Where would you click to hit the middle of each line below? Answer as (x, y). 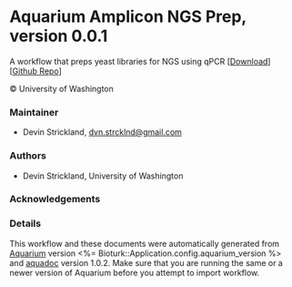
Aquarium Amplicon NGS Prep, (128, 17)
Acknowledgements (55, 200)
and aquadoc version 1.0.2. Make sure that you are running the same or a (146, 262)
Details (25, 223)
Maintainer (34, 112)
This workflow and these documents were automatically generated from (145, 243)
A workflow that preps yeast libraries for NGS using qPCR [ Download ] (140, 61)
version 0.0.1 (59, 36)
